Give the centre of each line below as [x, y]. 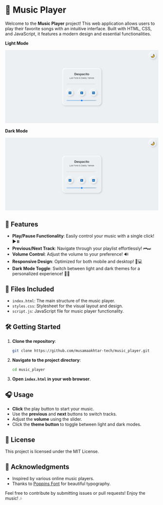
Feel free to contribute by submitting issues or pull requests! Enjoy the [75, 493]
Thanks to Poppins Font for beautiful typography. [61, 484]
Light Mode [17, 43]
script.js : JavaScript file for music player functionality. [68, 311]
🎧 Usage [19, 395]
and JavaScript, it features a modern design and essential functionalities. [78, 34]
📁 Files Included [30, 289]
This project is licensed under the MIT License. [52, 451]
